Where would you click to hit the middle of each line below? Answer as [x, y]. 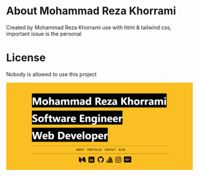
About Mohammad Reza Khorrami [91, 11]
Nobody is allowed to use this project [51, 74]
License [26, 58]
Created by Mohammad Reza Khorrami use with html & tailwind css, [89, 27]
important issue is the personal [44, 33]
